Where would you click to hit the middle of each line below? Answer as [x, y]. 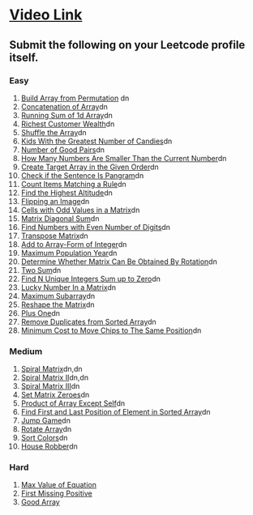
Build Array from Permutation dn [75, 98]
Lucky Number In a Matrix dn [69, 287]
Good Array [40, 502]
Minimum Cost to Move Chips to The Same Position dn [111, 330]
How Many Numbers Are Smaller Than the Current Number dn [124, 158]
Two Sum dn [41, 270]
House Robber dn [49, 446]
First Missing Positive [56, 494]
